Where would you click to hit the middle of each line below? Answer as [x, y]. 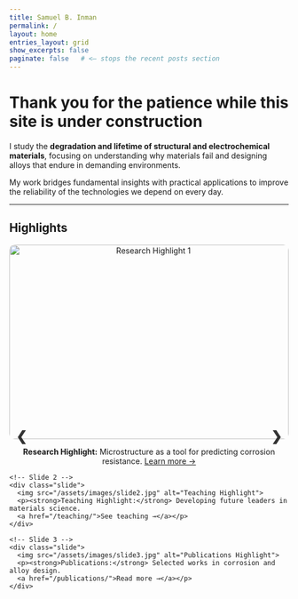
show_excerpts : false [49, 51]
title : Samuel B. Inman [53, 17]
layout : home [33, 34]
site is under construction [106, 122]
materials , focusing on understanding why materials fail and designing [138, 156]
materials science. [45, 508]
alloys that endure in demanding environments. [95, 164]
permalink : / [33, 26]
